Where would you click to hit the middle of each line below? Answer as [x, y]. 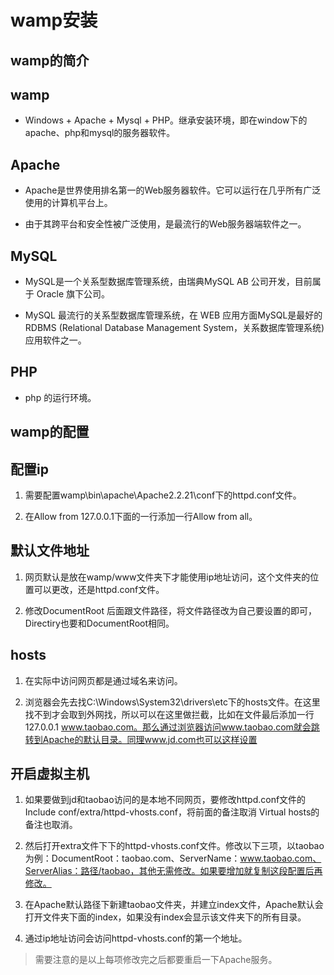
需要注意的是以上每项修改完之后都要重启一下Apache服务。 [156, 960]
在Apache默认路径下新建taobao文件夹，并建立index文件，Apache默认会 [174, 905]
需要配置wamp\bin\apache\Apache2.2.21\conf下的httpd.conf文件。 [163, 495]
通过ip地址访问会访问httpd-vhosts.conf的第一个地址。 [136, 938]
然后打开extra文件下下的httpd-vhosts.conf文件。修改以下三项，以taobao [174, 846]
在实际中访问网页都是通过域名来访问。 [103, 680]
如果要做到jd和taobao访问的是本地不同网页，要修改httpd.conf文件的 [165, 800]
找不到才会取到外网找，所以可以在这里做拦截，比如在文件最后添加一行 [169, 714]
